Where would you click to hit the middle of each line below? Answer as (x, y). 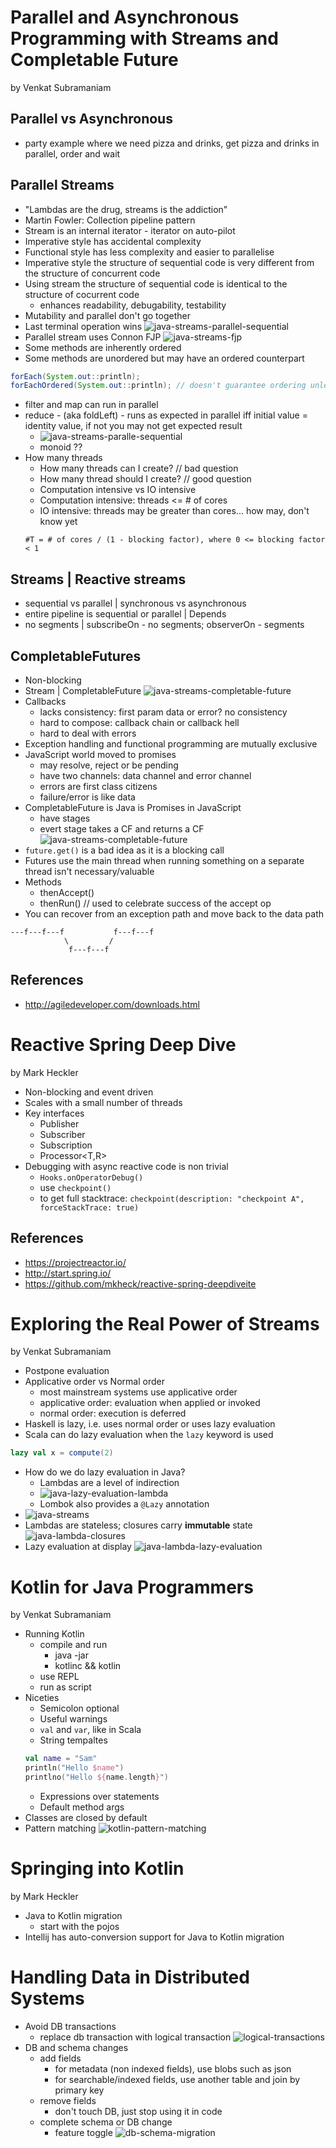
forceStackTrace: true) (89, 1207)
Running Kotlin (54, 1634)
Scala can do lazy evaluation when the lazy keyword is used (149, 1435)
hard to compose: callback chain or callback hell (139, 722)
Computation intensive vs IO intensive (118, 490)
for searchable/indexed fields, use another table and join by (177, 2079)
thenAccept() (67, 892)
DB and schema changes (76, 2047)
